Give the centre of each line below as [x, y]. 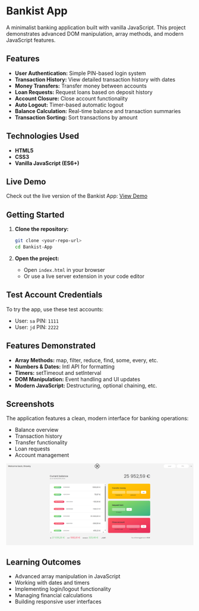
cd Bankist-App [34, 247]
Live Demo [26, 182]
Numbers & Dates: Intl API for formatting [64, 366]
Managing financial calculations [53, 596]
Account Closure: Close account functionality [71, 98]
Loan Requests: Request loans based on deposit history [83, 92]
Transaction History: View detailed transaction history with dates [95, 79]
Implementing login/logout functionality [63, 589]
